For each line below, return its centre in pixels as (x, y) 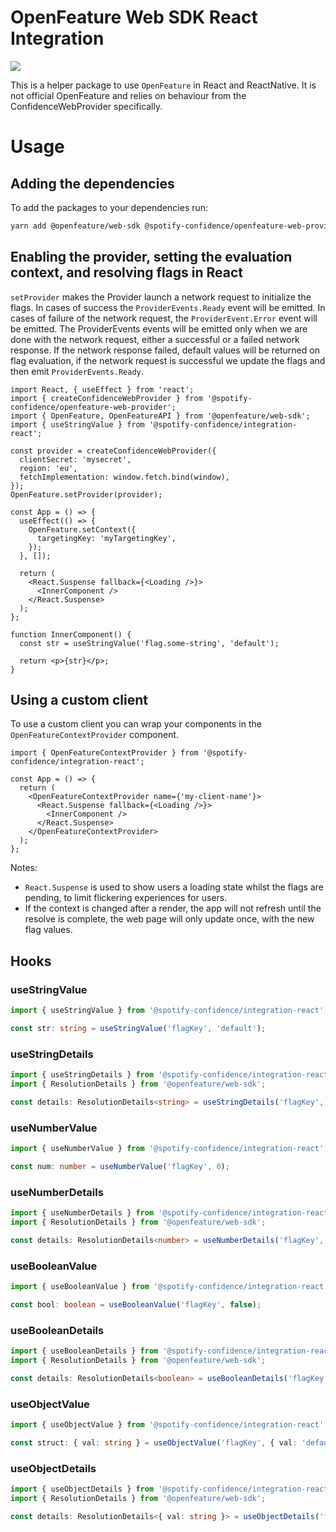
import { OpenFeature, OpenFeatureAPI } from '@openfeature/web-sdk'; (160, 416)
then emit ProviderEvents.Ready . (77, 371)
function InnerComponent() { (71, 634)
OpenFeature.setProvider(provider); (86, 494)
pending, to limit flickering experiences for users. (126, 898)
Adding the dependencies (92, 183)
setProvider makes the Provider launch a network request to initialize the (161, 297)
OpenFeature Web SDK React (134, 17)
